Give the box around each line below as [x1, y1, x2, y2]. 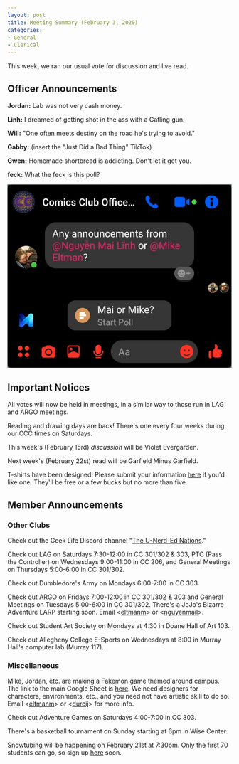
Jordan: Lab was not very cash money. [7, 101, 122, 110]
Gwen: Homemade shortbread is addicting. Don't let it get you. [7, 156, 192, 165]
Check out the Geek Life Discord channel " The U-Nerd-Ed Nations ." [7, 536, 206, 545]
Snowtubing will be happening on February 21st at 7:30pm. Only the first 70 [7, 741, 229, 750]
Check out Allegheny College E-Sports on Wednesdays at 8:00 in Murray [7, 635, 222, 644]
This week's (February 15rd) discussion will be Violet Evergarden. [7, 443, 199, 452]
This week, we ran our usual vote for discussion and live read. [7, 62, 189, 70]
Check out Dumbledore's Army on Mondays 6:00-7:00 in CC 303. [7, 579, 200, 588]
